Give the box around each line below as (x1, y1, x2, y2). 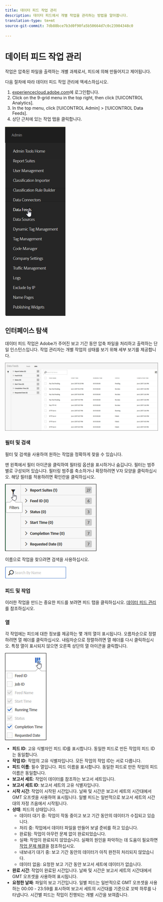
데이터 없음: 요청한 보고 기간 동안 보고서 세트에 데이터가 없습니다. (19, 862, 142, 867)
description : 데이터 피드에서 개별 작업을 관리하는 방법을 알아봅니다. (5, 13, 129, 18)
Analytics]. (12, 100, 34, 106)
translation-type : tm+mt (5, 18, 55, 23)
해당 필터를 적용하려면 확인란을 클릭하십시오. (11, 474, 96, 480)
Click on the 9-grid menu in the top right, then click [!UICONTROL (12, 95, 144, 101)
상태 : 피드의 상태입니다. (12, 806, 57, 812)
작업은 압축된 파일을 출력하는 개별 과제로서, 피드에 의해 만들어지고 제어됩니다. (5, 69, 151, 75)
